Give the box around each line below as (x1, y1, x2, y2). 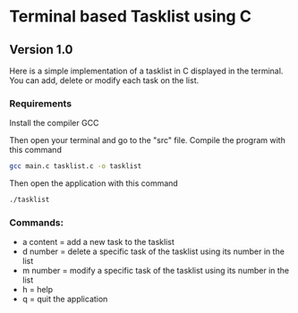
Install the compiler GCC (9, 118, 99, 129)
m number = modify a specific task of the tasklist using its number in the (21, 266, 290, 276)
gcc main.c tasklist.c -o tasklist (9, 162, 142, 171)
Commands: (9, 216, 64, 229)
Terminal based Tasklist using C (9, 6, 252, 27)
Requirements (9, 97, 72, 109)
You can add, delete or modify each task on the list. (9, 75, 200, 86)
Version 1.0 (9, 42, 73, 57)
